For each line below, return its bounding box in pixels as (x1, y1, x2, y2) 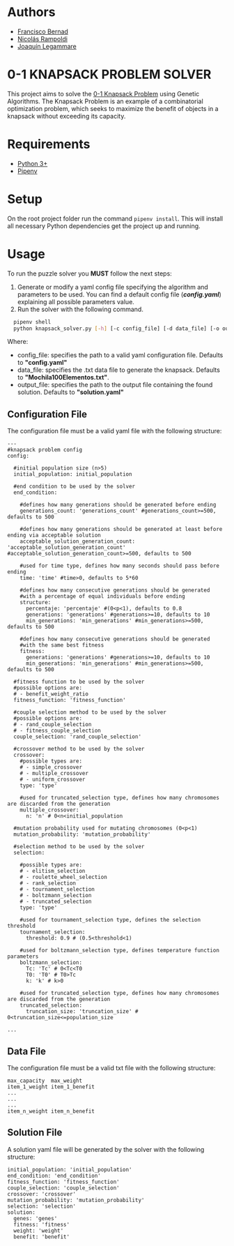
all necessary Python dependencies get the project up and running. (7, 221, 201, 230)
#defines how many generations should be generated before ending (19, 502, 217, 509)
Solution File (7, 1127, 63, 1139)
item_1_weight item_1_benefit (7, 1083, 95, 1090)
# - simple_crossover (19, 764, 82, 771)
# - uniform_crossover (19, 776, 86, 783)
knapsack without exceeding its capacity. (7, 112, 126, 120)
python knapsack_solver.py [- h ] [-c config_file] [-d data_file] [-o (13, 325, 219, 332)
